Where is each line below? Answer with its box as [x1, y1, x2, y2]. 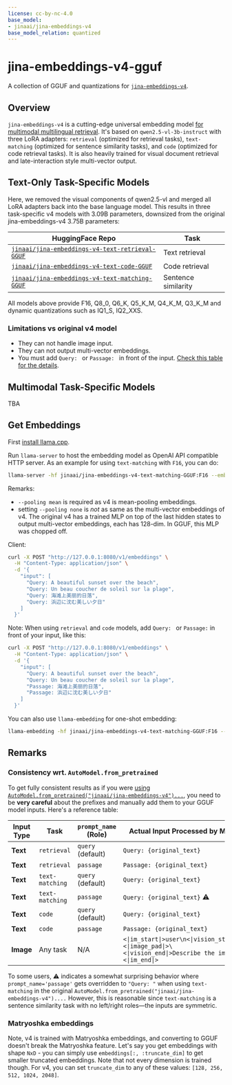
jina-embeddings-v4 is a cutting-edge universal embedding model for [8, 120, 204, 128]
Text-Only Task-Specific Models [8, 177, 150, 188]
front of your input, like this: [8, 631, 87, 639]
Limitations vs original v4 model [8, 323, 118, 333]
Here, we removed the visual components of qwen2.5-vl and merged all [8, 195, 212, 203]
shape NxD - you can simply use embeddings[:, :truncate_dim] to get [8, 1048, 204, 1057]
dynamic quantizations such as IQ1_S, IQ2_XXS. [8, 306, 143, 315]
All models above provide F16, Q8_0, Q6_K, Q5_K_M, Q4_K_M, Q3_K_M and [8, 299, 222, 307]
